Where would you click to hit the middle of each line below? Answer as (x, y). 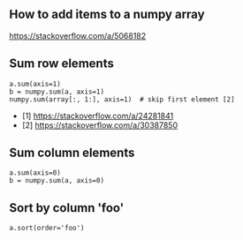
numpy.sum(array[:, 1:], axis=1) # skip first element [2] (122, 99)
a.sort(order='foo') (47, 229)
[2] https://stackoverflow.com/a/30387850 (100, 125)
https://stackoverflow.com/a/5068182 (78, 35)
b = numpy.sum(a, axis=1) (57, 92)
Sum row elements (62, 64)
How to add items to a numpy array (107, 15)
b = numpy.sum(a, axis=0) (57, 181)
